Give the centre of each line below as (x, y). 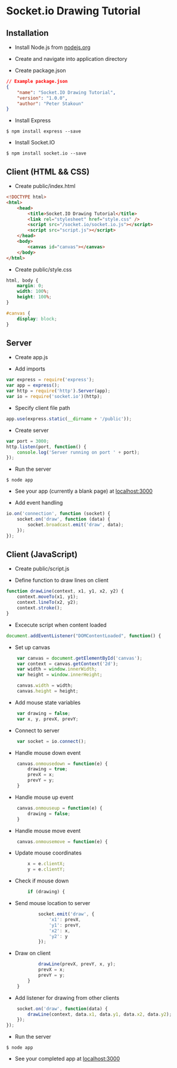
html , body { (22, 280)
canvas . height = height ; (48, 691)
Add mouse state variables (48, 702)
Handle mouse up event (44, 797)
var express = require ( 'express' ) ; (50, 380)
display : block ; (37, 319)
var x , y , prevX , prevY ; (48, 719)
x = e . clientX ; (46, 864)
